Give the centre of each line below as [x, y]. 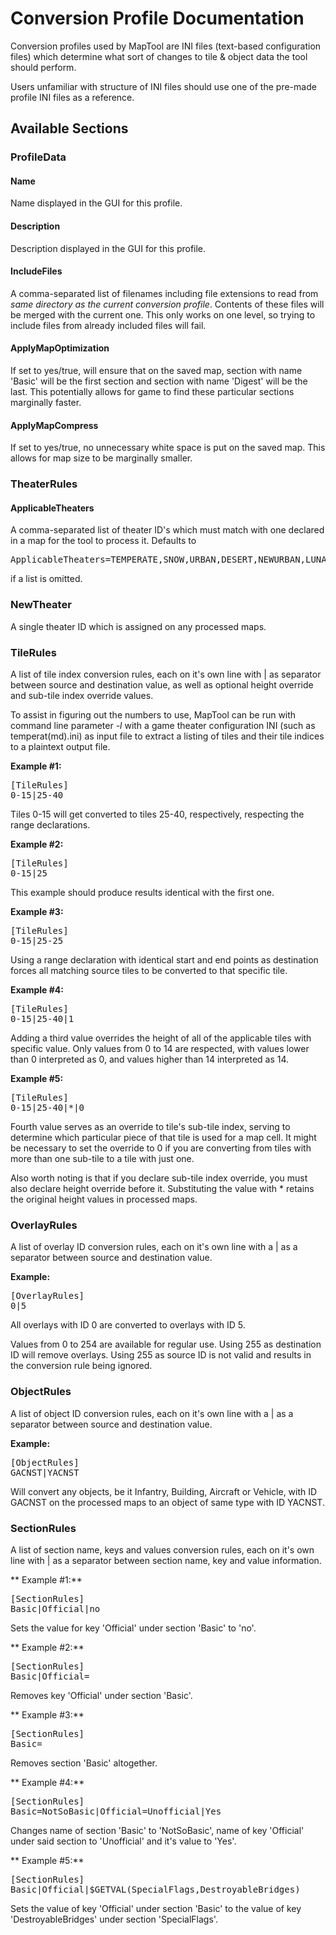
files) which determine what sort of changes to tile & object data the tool [159, 56]
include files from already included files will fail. [108, 325]
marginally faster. [46, 403]
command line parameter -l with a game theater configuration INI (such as [163, 725]
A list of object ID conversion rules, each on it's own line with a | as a [152, 1413]
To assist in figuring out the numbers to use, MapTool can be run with [153, 714]
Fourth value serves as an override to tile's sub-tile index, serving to [150, 1126]
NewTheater [41, 605]
